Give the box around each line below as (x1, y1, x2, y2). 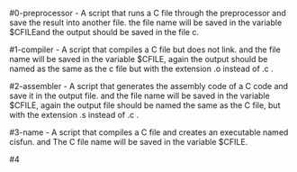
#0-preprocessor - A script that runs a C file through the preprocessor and (9, 8, 286, 18)
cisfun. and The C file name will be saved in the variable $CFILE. (9, 137, 248, 147)
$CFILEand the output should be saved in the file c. (9, 27, 200, 37)
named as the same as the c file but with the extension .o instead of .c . (9, 63, 274, 74)
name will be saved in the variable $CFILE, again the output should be (9, 54, 268, 64)
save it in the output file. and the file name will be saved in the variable (9, 90, 270, 101)
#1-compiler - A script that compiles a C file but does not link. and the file (9, 44, 281, 55)
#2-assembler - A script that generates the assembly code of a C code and (9, 81, 289, 91)
